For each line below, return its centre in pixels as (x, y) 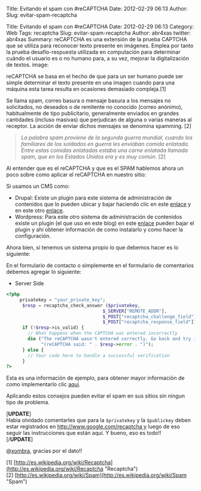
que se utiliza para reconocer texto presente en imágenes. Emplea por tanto (100, 45)
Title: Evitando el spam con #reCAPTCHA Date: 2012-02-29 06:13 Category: (100, 27)
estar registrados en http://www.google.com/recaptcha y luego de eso (93, 426)
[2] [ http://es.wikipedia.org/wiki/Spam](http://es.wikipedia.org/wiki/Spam (97, 475)
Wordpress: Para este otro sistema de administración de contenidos (98, 217)
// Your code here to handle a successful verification (99, 355)
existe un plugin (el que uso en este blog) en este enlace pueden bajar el (104, 223)
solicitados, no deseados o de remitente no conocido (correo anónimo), (95, 107)
